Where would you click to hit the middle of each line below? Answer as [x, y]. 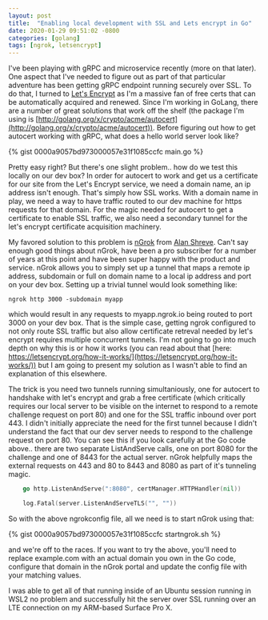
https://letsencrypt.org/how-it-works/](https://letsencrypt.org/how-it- [123, 357]
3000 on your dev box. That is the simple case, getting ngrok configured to [132, 323]
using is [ [23, 119]
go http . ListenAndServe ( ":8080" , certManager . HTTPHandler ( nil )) [132, 489]
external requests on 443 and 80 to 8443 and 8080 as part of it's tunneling [132, 466]
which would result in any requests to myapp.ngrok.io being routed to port [130, 314]
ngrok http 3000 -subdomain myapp [66, 300]
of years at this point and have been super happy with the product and [124, 259]
